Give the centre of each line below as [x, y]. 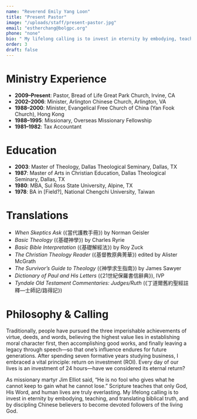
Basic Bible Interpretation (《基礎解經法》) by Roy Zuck [79, 247]
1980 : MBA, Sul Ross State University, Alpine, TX [74, 185]
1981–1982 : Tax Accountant [48, 127]
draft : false [22, 50]
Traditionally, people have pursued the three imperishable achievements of [96, 331]
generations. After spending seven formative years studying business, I [92, 355]
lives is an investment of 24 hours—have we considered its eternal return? [96, 368]
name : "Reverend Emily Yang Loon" [48, 11]
